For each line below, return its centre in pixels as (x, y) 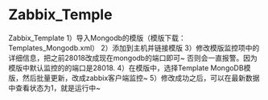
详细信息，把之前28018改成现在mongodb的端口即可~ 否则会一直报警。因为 (133, 58)
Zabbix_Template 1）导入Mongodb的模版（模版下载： (97, 38)
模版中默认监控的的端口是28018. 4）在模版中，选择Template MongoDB (126, 68)
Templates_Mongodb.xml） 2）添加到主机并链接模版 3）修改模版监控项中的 (134, 48)
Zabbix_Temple (60, 15)
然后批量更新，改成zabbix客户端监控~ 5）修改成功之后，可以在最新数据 (141, 78)
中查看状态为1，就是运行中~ (54, 88)
